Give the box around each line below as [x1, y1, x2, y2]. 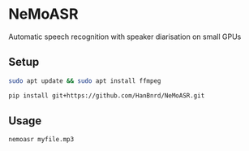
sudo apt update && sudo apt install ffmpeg [8, 76, 161, 85]
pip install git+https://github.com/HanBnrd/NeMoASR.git [8, 91, 205, 100]
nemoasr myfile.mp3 [8, 136, 75, 144]
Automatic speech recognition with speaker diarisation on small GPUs [8, 32, 242, 41]
